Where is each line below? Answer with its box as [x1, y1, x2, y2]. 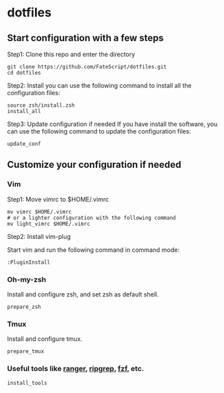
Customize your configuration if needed [7, 159, 182, 170]
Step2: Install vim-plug [7, 232, 71, 240]
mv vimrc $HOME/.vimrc [7, 208, 72, 215]
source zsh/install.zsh [7, 102, 75, 109]
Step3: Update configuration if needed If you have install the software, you [7, 120, 218, 128]
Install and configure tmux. [7, 335, 83, 343]
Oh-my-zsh [7, 275, 47, 284]
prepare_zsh [7, 303, 41, 310]
